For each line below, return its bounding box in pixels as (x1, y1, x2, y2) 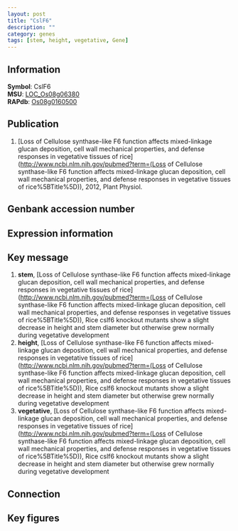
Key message (7, 251, 69, 264)
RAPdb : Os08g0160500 (7, 97, 77, 105)
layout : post (7, 10, 46, 18)
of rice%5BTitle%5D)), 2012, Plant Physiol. (17, 182, 143, 191)
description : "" (7, 24, 55, 31)
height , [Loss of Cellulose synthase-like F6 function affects (17, 339, 192, 347)
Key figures (7, 512, 60, 525)
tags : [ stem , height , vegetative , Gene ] (7, 37, 129, 44)
